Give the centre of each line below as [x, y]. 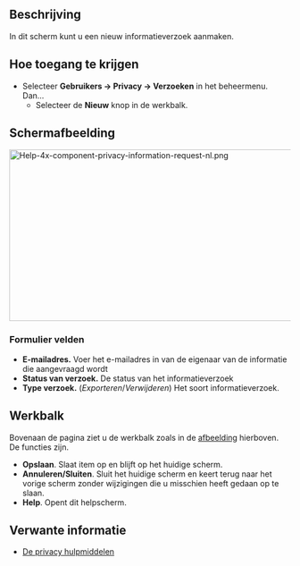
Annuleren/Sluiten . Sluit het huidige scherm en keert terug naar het [147, 474]
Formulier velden [47, 340]
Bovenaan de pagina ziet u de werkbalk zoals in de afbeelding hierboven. [144, 437]
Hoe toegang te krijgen [74, 65]
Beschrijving [46, 15]
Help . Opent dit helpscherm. [74, 502]
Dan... [33, 95]
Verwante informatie [68, 530]
